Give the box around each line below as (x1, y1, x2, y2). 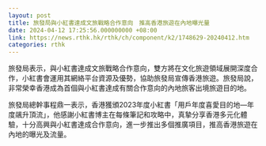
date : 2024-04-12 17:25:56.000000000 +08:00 (8, 26, 158, 34)
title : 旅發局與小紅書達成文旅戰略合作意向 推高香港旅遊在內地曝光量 (8, 19, 210, 27)
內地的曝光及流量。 (8, 129, 71, 139)
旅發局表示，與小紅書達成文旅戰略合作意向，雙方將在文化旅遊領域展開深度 (8, 64, 251, 73)
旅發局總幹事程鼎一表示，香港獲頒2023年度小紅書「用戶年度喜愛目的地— (8, 100, 248, 110)
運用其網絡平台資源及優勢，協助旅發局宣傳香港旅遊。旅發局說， (49, 73, 258, 83)
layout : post (8, 11, 51, 20)
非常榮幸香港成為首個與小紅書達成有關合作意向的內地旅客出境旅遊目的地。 (8, 84, 251, 93)
